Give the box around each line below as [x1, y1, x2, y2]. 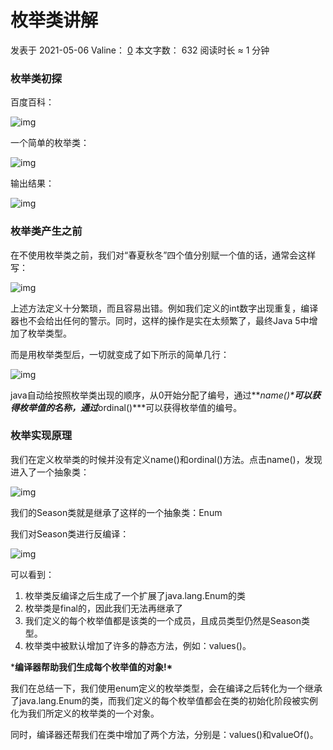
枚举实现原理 [10, 429, 73, 443]
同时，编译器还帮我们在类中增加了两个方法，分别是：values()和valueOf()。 [10, 728, 319, 740]
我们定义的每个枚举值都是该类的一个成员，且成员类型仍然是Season [24, 614, 302, 626]
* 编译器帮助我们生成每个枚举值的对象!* [10, 661, 173, 673]
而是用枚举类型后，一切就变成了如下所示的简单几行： [10, 348, 230, 360]
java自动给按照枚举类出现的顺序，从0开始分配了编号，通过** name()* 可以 [10, 389, 312, 401]
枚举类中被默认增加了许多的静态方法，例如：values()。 [24, 639, 252, 651]
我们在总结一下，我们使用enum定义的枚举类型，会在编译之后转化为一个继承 [10, 682, 323, 694]
